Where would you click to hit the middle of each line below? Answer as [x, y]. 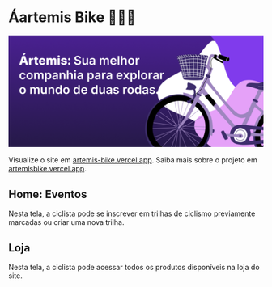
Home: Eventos [48, 194]
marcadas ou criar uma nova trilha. [66, 222]
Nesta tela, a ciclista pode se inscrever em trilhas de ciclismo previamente [132, 213]
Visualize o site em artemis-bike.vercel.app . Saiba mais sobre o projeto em [133, 160]
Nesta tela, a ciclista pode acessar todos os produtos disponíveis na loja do [134, 268]
